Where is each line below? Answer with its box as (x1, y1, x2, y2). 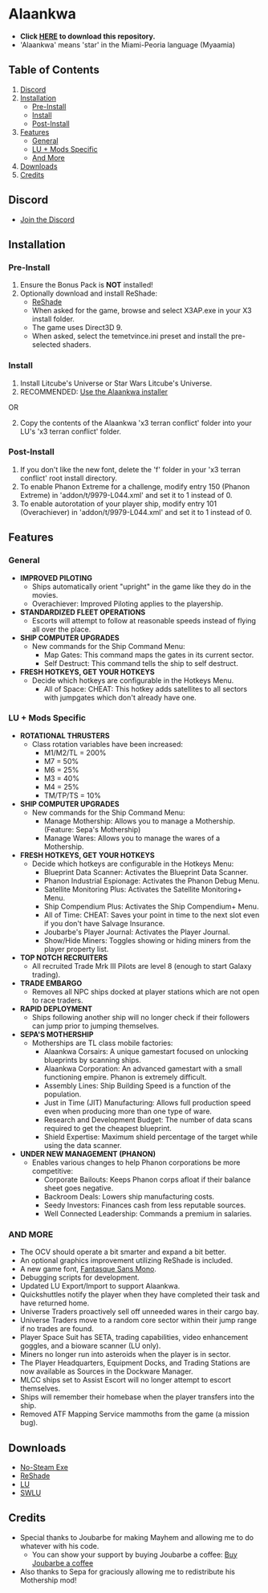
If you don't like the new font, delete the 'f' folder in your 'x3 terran (19, 464, 241, 474)
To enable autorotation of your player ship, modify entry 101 (19, 499, 217, 509)
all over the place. (31, 624, 91, 634)
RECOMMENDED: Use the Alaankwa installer (19, 386, 169, 396)
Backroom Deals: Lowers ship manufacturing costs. (43, 1191, 215, 1201)
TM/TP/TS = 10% (43, 790, 102, 800)
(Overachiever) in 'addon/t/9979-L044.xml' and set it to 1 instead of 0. (19, 507, 253, 517)
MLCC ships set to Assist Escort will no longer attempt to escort (19, 1375, 231, 1385)
